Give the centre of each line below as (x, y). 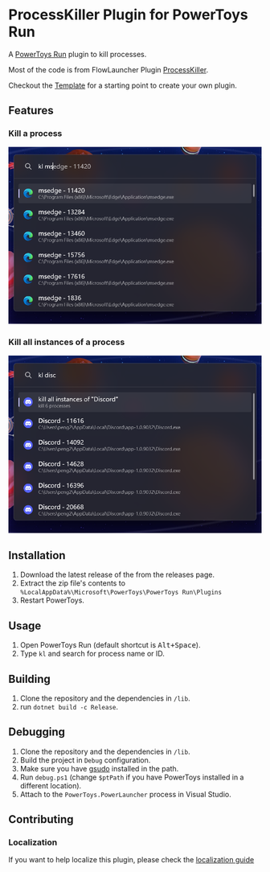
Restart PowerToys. (52, 600)
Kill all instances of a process (67, 342)
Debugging (37, 732)
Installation (37, 555)
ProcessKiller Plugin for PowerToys (128, 15)
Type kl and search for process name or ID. (92, 654)
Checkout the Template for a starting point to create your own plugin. (123, 85)
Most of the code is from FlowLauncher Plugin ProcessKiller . (108, 69)
